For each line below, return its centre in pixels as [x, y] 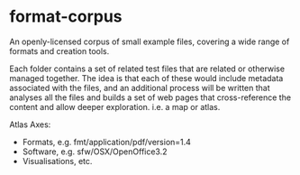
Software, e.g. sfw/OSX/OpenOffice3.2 [95, 152]
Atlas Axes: [30, 124]
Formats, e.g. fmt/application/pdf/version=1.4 [107, 142]
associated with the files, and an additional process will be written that [140, 87]
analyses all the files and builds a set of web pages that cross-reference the [150, 97]
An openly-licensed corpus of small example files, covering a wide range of [150, 41]
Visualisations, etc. [57, 161]
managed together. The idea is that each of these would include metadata [146, 78]
